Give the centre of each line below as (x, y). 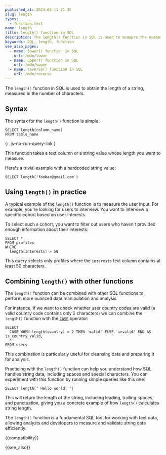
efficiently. (16, 428)
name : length (19, 28)
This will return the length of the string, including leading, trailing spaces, (80, 398)
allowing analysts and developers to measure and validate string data (76, 423)
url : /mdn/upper (31, 65)
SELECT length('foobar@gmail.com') (42, 177)
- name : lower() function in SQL (44, 51)
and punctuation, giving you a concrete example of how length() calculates (82, 403)
